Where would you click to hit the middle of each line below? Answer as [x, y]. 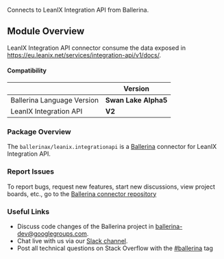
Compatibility [27, 70]
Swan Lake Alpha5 [136, 100]
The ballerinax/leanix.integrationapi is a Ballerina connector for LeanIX [112, 147]
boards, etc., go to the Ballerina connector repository [82, 193]
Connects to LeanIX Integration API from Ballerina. [78, 10]
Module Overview [46, 31]
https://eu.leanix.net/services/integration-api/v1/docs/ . [84, 55]
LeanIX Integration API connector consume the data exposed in [97, 48]
